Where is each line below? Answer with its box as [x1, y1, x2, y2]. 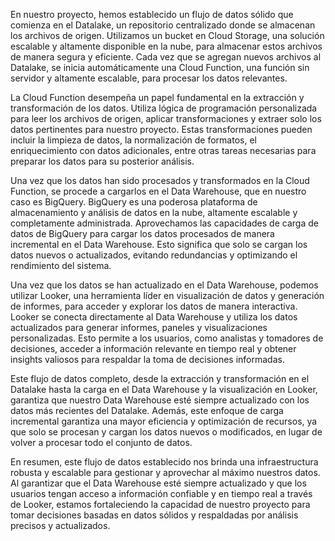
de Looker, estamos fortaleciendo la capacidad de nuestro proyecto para [10, 499, 311, 510]
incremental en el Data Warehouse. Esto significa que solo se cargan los [10, 239, 308, 250]
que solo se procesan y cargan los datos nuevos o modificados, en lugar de [10, 426, 323, 438]
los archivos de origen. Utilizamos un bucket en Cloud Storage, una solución [10, 30, 325, 41]
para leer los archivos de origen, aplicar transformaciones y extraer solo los [10, 113, 322, 124]
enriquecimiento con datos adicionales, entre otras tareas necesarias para [10, 145, 317, 156]
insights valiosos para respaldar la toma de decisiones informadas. [10, 354, 285, 365]
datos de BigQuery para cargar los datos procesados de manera [10, 228, 275, 239]
